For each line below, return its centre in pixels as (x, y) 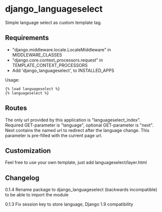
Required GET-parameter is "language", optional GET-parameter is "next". (79, 125)
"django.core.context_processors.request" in (58, 60)
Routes (16, 108)
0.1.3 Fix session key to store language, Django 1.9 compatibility (69, 204)
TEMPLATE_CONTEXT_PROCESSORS (50, 65)
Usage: (12, 80)
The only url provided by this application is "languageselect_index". (73, 120)
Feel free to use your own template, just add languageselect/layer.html (76, 163)
